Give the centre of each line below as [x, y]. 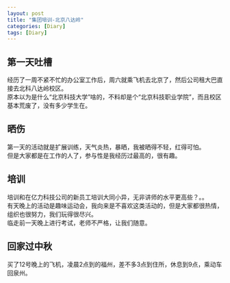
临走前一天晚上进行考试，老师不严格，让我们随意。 [79, 223]
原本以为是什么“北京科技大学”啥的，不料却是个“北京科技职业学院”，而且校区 [114, 97]
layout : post [26, 13]
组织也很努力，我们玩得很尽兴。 [52, 214]
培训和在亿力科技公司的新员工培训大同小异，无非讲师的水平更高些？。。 [107, 197]
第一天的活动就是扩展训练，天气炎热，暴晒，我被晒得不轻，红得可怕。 [106, 147]
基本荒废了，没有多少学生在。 [49, 106]
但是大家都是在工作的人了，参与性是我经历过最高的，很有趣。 [94, 156]
